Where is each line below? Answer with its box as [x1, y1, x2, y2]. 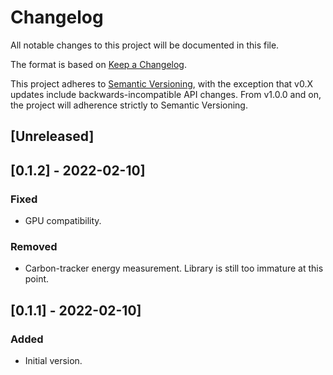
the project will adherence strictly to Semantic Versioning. [10, 99, 248, 111]
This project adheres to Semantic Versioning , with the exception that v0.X [10, 77, 314, 90]
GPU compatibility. [24, 215, 102, 227]
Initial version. [24, 355, 83, 366]
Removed [10, 239, 58, 253]
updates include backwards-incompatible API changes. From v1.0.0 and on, [10, 88, 322, 100]
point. [24, 273, 50, 285]
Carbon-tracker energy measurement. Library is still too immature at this [24, 262, 324, 275]
